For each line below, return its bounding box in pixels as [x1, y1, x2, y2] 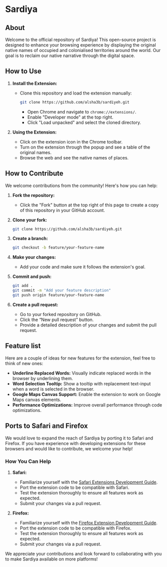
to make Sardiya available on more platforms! [5, 556, 98, 562]
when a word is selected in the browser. [12, 386, 95, 392]
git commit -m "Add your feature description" [12, 288, 111, 293]
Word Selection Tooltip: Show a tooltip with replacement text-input [12, 380, 151, 386]
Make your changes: [12, 254, 56, 260]
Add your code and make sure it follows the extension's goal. [19, 264, 146, 270]
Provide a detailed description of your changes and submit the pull [19, 321, 157, 328]
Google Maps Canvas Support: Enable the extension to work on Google [12, 391, 161, 397]
